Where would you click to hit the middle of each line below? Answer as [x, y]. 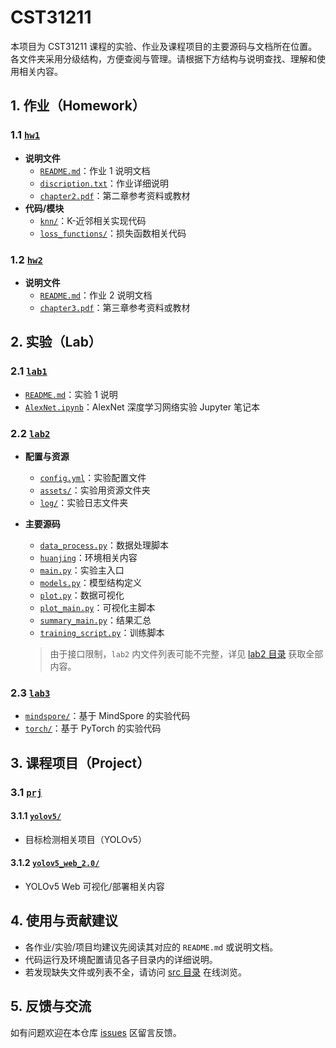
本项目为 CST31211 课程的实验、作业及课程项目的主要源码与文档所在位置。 [164, 46]
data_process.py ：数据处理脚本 [104, 545]
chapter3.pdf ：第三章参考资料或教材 [115, 307]
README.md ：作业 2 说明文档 [96, 295]
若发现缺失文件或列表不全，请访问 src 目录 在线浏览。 [136, 972]
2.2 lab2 [30, 433]
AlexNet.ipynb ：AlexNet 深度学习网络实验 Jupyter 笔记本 [142, 407]
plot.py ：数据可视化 [82, 595]
